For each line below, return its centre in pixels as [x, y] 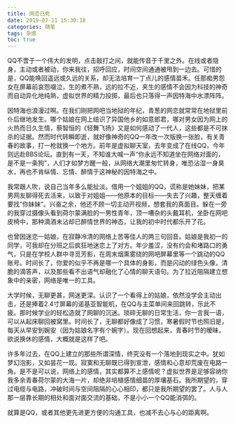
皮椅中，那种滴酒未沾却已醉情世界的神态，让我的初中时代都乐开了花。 [108, 222]
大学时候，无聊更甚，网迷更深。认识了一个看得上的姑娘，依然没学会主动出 [114, 296]
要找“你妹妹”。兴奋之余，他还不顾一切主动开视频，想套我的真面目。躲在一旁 [117, 204]
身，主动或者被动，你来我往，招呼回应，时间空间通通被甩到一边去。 [105, 69]
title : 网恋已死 [29, 14]
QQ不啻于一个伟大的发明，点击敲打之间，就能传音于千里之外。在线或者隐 [113, 61]
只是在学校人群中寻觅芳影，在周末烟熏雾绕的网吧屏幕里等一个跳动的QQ [122, 254]
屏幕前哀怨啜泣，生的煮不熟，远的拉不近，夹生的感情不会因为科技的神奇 [123, 87]
